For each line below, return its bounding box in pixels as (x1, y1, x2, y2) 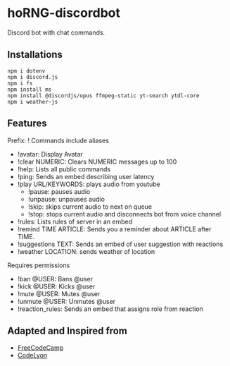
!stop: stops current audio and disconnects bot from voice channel (27, 209, 222, 218)
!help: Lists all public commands (17, 164, 111, 173)
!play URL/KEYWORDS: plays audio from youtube (17, 180, 160, 188)
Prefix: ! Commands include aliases (7, 136, 109, 145)
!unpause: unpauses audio (27, 195, 106, 203)
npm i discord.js (7, 73, 58, 80)
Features (7, 118, 47, 130)
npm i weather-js (7, 98, 58, 105)
